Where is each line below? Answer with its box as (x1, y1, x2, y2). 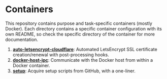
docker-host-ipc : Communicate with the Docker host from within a (12, 57, 153, 63)
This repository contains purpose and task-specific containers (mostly (5, 20, 152, 26)
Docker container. (12, 62, 50, 68)
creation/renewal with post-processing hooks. (12, 52, 109, 58)
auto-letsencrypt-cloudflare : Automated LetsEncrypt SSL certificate (12, 46, 157, 52)
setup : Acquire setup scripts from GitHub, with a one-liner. (12, 67, 136, 74)
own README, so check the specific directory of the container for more (5, 31, 155, 37)
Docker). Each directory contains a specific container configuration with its (5, 25, 162, 31)
